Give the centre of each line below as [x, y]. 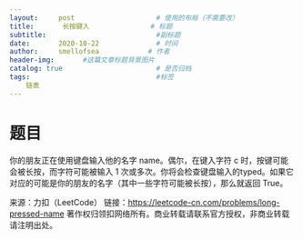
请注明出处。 [33, 224]
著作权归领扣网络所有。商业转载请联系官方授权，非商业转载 [178, 214]
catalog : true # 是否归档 [101, 69]
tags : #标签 [92, 77]
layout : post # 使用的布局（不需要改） [124, 18]
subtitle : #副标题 [95, 35]
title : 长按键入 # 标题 [91, 26]
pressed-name [37, 214]
